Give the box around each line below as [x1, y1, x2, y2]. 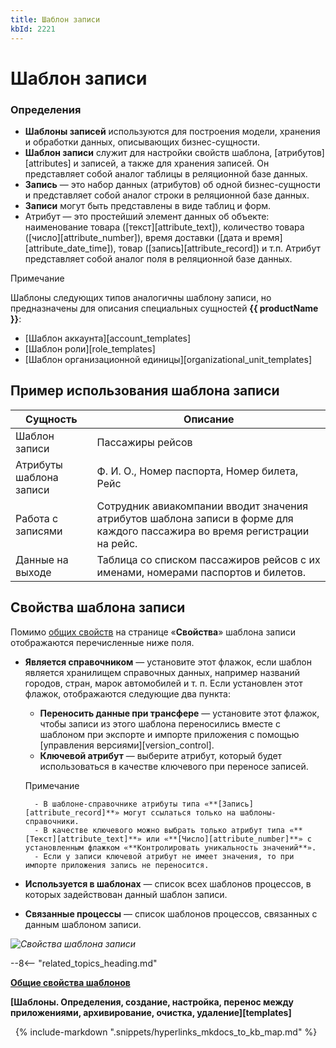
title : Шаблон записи [10, 14, 101, 25]
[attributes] [24, 157, 72, 169]
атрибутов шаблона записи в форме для [96, 511, 294, 525]
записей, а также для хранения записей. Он [80, 157, 270, 169]
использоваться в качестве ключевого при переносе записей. [39, 760, 309, 772]
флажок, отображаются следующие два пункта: [24, 687, 231, 700]
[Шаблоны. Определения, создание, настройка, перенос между [10, 996, 294, 1008]
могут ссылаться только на [123, 807, 237, 818]
